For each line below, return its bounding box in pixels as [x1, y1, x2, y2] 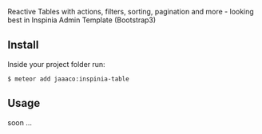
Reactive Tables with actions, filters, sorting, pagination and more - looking [7, 7, 255, 16]
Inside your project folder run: [7, 59, 105, 69]
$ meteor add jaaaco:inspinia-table [7, 75, 129, 83]
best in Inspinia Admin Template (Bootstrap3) [7, 15, 157, 25]
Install [7, 38, 39, 52]
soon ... [7, 117, 33, 127]
